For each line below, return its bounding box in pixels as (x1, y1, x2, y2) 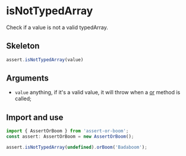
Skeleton (6, 41, 40, 51)
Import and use (6, 112, 64, 122)
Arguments (6, 73, 49, 84)
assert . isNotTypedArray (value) (6, 56, 84, 63)
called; (14, 95, 31, 102)
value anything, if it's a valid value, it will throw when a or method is (14, 89, 181, 96)
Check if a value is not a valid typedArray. (6, 24, 109, 31)
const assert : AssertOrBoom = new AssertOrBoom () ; (6, 133, 134, 140)
